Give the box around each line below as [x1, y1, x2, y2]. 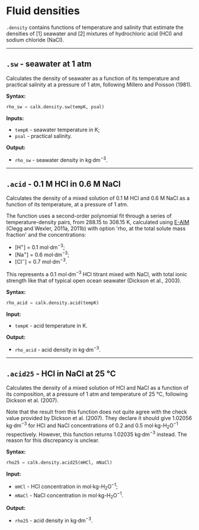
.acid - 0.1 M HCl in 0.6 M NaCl [6, 179, 121, 189]
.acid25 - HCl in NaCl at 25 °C [6, 369, 116, 379]
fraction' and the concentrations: [6, 231, 86, 238]
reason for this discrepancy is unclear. [6, 437, 99, 444]
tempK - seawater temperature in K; [14, 126, 100, 133]
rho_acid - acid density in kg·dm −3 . [14, 345, 101, 353]
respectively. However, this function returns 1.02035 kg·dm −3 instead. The [6, 429, 188, 438]
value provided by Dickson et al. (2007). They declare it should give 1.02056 [6, 415, 192, 422]
